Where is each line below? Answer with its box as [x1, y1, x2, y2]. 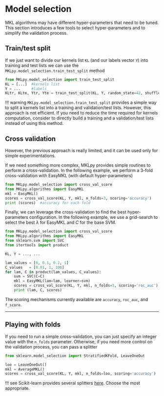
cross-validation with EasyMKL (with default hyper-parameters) [5, 173, 133, 179]
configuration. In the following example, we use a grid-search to [29, 214, 158, 220]
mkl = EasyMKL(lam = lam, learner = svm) [14, 279, 91, 283]
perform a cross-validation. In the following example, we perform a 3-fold [5, 167, 153, 173]
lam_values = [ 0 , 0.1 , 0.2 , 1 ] [5, 260, 69, 265]
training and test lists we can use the [5, 62, 79, 68]
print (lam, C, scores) [14, 288, 62, 293]
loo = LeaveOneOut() [5, 362, 47, 367]
